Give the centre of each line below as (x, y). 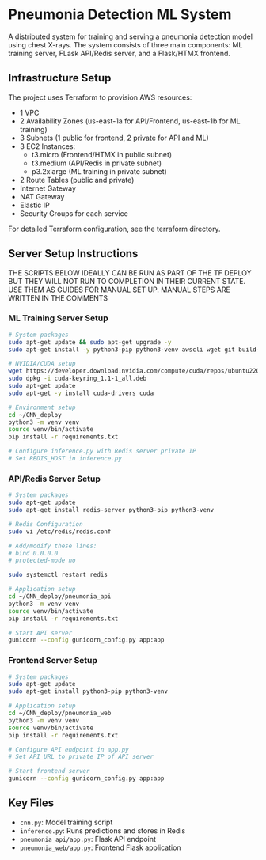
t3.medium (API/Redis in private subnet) (97, 163)
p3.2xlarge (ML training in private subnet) (99, 171)
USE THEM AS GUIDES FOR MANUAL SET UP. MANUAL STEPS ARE (120, 290)
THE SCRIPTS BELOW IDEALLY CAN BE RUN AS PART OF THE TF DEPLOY (130, 273)
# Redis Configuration (46, 524)
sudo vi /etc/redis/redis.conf (60, 532)
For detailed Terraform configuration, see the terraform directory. (114, 229)
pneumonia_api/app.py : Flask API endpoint (87, 839)
